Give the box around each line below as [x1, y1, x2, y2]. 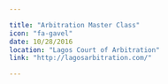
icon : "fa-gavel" [9, 28, 73, 38]
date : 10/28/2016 [9, 37, 73, 46]
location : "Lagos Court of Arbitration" [9, 45, 161, 54]
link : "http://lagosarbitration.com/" [9, 54, 152, 63]
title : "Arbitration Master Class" [9, 20, 141, 29]
